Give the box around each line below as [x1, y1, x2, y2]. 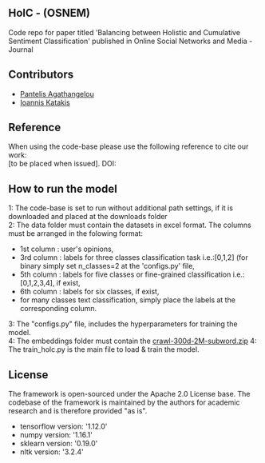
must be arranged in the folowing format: [8, 229, 144, 238]
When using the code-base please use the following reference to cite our [8, 142, 249, 151]
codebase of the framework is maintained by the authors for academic [8, 397, 240, 407]
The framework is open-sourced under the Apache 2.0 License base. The [8, 389, 251, 399]
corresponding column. [19, 304, 97, 313]
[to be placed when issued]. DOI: [8, 159, 117, 169]
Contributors [8, 68, 74, 82]
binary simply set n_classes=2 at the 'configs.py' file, [19, 261, 196, 271]
